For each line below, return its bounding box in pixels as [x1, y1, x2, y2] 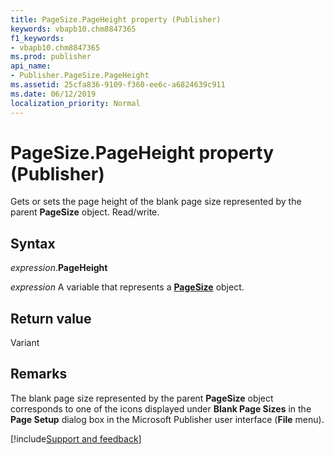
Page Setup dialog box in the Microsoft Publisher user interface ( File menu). [10, 413, 325, 425]
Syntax [10, 235, 56, 252]
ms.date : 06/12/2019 [10, 89, 97, 99]
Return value [10, 310, 92, 327]
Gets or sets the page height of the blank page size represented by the [10, 196, 302, 208]
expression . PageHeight [10, 262, 108, 274]
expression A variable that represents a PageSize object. [10, 281, 245, 293]
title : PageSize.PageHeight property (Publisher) [10, 14, 222, 25]
